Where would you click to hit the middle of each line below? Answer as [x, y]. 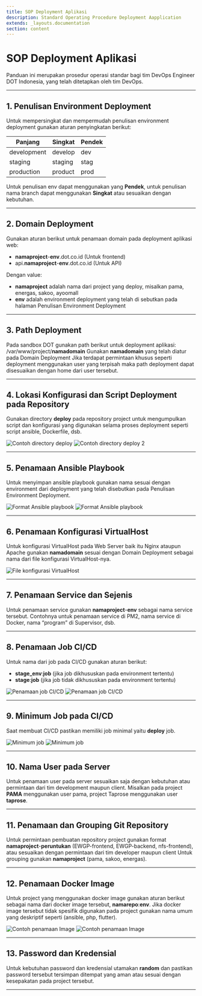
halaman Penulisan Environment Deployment [70, 306]
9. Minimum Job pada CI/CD [60, 716]
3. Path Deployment [44, 330]
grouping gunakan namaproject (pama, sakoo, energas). [77, 859]
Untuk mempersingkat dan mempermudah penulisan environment [88, 121]
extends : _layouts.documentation [48, 23]
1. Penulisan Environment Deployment [79, 106]
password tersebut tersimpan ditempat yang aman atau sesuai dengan [94, 974]
